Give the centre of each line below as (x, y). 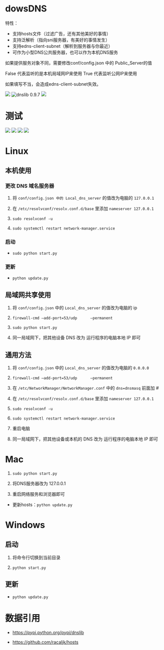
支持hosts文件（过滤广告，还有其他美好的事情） (61, 33)
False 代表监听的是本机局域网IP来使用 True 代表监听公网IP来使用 (71, 73)
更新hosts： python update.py (42, 504)
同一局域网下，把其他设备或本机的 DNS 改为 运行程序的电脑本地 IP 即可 (85, 439)
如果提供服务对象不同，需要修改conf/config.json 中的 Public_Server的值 (79, 63)
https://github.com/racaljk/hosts (45, 642)
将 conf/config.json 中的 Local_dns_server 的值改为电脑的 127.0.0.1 (83, 198)
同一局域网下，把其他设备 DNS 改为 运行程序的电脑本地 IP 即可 (76, 338)
